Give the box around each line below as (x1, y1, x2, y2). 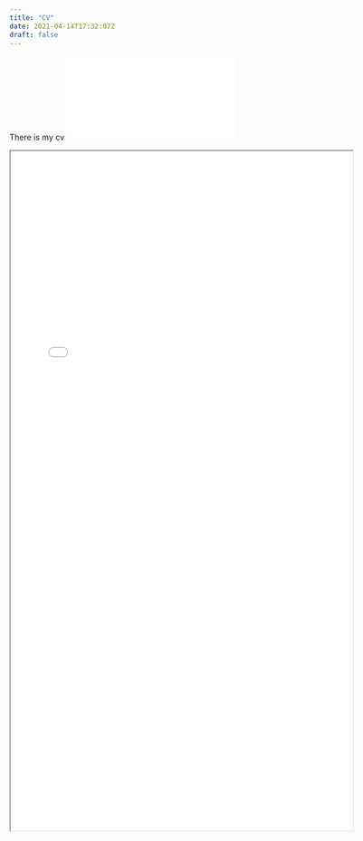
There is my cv (9, 132, 65, 143)
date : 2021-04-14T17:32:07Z (9, 22, 116, 31)
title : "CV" (9, 13, 54, 23)
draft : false (9, 30, 59, 39)
